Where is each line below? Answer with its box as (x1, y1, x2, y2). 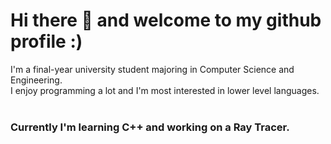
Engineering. (10, 74, 63, 86)
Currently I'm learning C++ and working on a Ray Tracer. (10, 120, 290, 134)
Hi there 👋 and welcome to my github (10, 9, 322, 32)
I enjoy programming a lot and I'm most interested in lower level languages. (10, 84, 320, 96)
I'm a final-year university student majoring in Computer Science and (10, 63, 295, 75)
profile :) (10, 30, 83, 53)
